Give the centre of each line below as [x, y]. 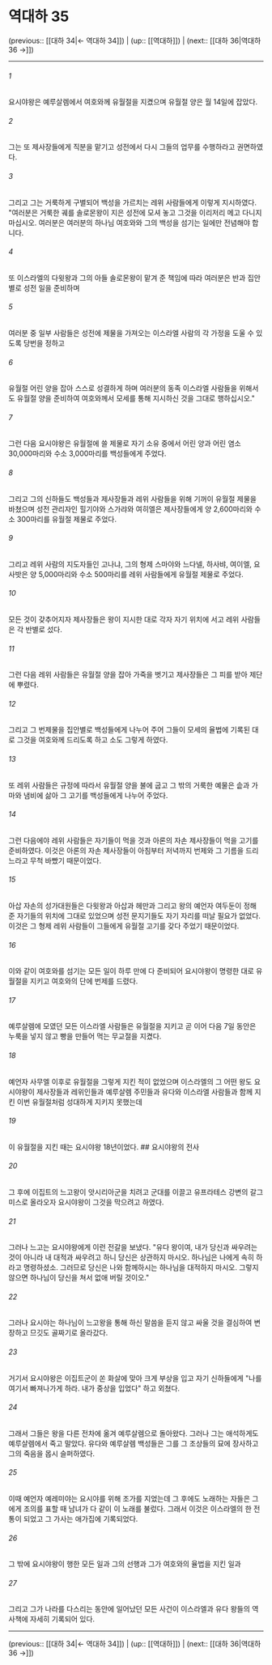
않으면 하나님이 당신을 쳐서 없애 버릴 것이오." [79, 1278]
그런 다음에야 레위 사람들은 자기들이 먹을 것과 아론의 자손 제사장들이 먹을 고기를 [134, 840]
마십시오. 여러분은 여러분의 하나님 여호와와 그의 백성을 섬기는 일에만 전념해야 [130, 223]
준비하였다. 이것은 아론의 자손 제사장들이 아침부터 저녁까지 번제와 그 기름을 [126, 850]
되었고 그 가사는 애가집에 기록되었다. [81, 1519]
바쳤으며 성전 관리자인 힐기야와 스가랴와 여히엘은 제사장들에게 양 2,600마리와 [131, 509]
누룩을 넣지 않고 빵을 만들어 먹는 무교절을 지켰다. [85, 1036]
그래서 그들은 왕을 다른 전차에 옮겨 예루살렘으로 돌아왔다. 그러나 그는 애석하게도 [134, 1433]
